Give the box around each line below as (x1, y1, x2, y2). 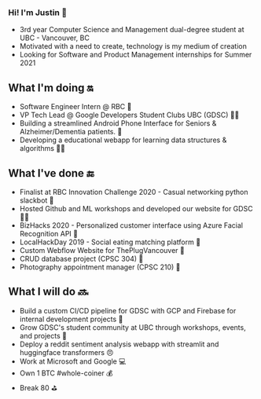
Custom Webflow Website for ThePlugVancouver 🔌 (19, 245, 185, 254)
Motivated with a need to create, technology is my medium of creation (19, 42, 248, 51)
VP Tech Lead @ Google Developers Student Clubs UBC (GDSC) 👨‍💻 (19, 110, 240, 120)
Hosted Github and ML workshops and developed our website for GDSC (19, 203, 253, 213)
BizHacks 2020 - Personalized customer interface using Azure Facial (19, 220, 244, 230)
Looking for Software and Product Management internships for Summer (19, 50, 252, 60)
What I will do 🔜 (8, 285, 89, 298)
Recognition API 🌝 (19, 229, 79, 238)
